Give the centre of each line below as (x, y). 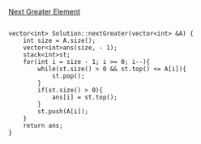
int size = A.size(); (59, 40)
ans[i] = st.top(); (84, 97)
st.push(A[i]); (63, 112)
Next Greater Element (45, 12)
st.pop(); (68, 76)
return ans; (43, 125)
